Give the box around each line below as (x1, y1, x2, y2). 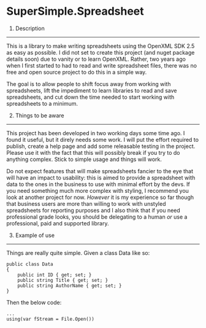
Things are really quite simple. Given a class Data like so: (6, 249, 150, 256)
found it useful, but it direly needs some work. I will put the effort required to (6, 136, 199, 143)
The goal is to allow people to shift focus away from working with (6, 80, 171, 87)
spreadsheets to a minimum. (6, 100, 78, 107)
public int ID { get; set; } (17, 271, 92, 278)
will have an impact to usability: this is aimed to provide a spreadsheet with (6, 174, 196, 181)
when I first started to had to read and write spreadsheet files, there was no (6, 61, 197, 69)
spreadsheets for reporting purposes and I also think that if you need (6, 206, 181, 214)
